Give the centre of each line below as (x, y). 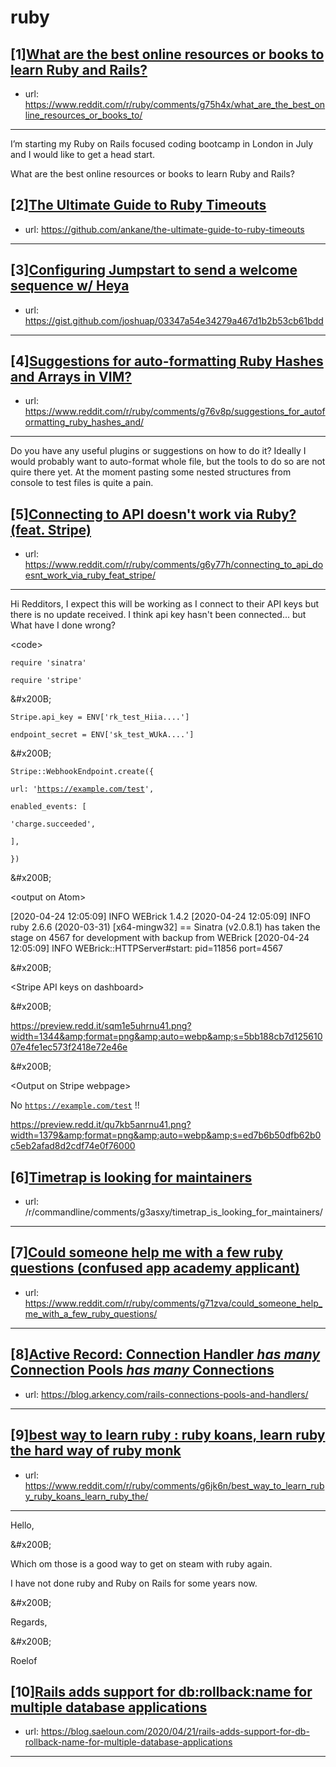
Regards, (29, 1622)
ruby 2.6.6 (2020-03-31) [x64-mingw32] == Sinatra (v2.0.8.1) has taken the (165, 927)
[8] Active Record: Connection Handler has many (165, 1354)
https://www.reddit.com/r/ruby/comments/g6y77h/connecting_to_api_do (174, 565)
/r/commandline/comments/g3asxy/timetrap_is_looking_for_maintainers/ (173, 1212)
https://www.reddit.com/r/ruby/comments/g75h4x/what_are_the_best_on (175, 104)
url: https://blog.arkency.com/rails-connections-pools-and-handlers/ (166, 1394)
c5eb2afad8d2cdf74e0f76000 (73, 1146)
